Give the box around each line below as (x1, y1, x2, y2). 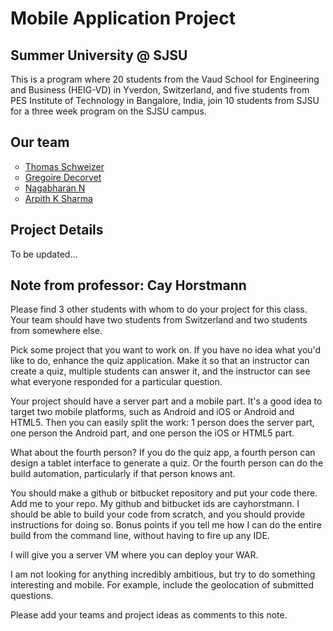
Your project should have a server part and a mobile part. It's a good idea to (10, 395, 323, 407)
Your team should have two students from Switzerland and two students (10, 314, 308, 326)
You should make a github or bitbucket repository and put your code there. (10, 487, 318, 499)
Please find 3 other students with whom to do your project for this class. (10, 303, 308, 316)
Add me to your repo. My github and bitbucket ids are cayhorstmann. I (10, 498, 300, 510)
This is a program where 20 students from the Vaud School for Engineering (10, 73, 320, 85)
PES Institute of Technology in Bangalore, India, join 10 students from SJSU (10, 95, 320, 106)
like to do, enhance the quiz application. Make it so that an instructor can (10, 355, 310, 367)
